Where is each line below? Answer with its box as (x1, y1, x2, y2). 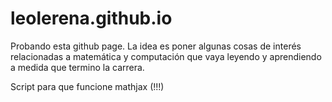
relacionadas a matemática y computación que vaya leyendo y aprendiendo (10, 50, 322, 62)
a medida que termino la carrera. (10, 61, 145, 73)
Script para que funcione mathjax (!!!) (10, 80, 165, 92)
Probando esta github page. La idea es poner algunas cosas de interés (10, 40, 302, 52)
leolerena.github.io (10, 7, 173, 30)
